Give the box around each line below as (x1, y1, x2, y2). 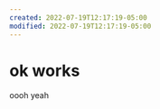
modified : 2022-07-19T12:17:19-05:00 (9, 22, 152, 31)
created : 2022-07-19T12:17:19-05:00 (9, 13, 147, 23)
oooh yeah (9, 90, 50, 101)
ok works (9, 60, 80, 81)
